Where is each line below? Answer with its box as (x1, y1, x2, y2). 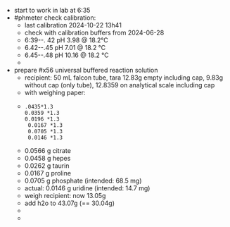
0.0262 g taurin (24, 161, 70, 170)
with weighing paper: (24, 88, 86, 97)
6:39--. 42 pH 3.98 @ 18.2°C (24, 36, 108, 44)
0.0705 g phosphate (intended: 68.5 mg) (24, 176, 142, 185)
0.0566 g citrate (24, 147, 72, 154)
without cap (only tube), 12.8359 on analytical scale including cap (24, 81, 215, 89)
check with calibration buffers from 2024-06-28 (24, 28, 165, 37)
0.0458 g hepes (24, 154, 71, 162)
